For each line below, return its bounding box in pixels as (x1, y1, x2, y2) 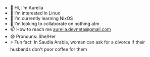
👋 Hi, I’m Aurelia (10, 5, 43, 10)
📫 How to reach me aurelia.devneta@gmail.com (10, 26, 111, 32)
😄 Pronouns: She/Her (10, 33, 56, 39)
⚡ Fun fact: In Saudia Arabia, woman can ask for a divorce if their (10, 39, 145, 45)
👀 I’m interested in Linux (10, 10, 61, 16)
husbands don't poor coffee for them (10, 46, 87, 52)
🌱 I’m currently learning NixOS (10, 15, 73, 21)
